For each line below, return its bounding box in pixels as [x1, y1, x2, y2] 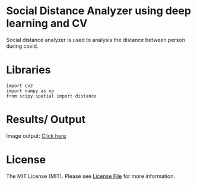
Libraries [6, 63, 51, 77]
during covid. [6, 43, 39, 50]
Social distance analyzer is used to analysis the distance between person [6, 36, 186, 43]
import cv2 [6, 83, 33, 89]
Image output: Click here [6, 132, 66, 139]
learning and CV [6, 17, 88, 30]
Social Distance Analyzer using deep [6, 4, 192, 18]
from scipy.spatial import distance [6, 93, 97, 99]
